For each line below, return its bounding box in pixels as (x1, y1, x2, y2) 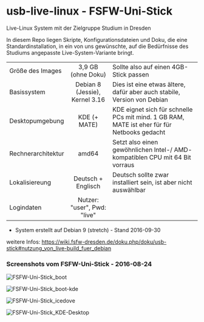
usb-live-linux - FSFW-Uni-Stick (6, 4, 173, 18)
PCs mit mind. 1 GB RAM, (112, 112, 185, 121)
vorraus (112, 160, 135, 169)
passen (128, 70, 149, 78)
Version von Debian (112, 95, 168, 104)
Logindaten (9, 203, 42, 211)
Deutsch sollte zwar (112, 170, 169, 179)
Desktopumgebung (9, 117, 64, 125)
